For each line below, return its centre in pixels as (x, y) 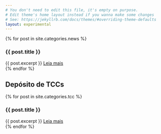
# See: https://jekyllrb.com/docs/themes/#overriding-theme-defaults (81, 19)
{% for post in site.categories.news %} (46, 39)
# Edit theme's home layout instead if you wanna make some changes (80, 15)
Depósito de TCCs (35, 84)
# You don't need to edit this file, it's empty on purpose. (72, 10)
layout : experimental (28, 24)
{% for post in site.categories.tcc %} (44, 97)
